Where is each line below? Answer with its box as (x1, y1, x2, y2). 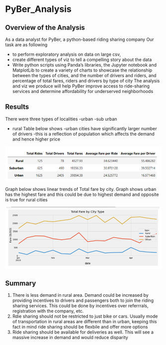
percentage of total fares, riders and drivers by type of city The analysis (12, 78, 160, 84)
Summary (5, 279, 36, 287)
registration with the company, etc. (12, 308, 84, 314)
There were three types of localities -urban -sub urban (5, 116, 117, 122)
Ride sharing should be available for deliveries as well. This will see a (12, 329, 154, 335)
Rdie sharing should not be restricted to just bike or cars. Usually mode (12, 313, 158, 319)
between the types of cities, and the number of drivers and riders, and (12, 73, 157, 78)
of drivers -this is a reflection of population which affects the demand (12, 131, 155, 137)
